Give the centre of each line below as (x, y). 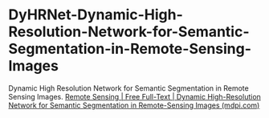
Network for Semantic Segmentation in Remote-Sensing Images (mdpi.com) (134, 105)
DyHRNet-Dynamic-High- (96, 15)
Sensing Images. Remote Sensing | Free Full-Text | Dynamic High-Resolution (134, 96)
